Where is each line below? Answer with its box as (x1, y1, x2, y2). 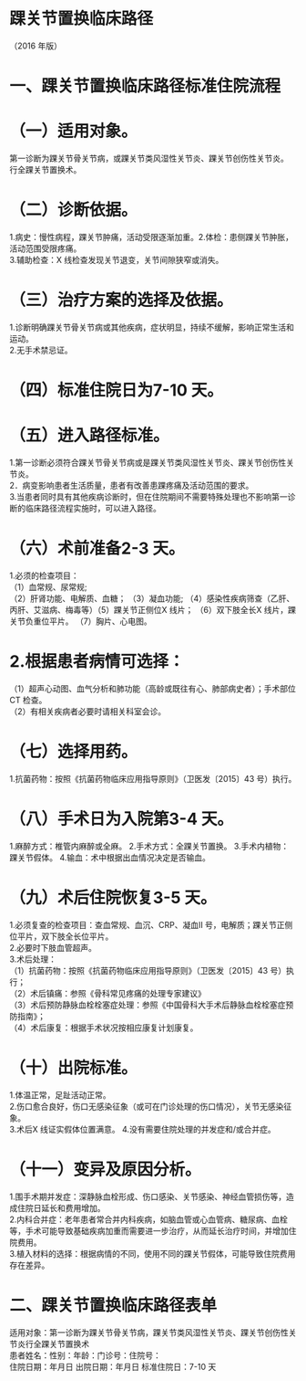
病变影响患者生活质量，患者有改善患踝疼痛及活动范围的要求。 (22, 480, 254, 491)
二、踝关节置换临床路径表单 (9, 1294, 218, 1315)
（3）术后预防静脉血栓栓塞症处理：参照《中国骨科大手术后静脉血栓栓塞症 (9, 999, 286, 1010)
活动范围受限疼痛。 (9, 243, 82, 254)
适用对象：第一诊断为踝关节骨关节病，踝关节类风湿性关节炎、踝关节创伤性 (9, 1326, 289, 1338)
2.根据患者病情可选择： (9, 651, 185, 672)
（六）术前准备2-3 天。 (9, 538, 185, 559)
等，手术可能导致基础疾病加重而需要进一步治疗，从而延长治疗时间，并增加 (9, 1225, 289, 1236)
